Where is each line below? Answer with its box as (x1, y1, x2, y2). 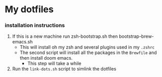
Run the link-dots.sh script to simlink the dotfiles (12, 66, 117, 72)
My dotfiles (5, 4, 54, 15)
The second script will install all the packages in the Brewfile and (19, 49, 157, 56)
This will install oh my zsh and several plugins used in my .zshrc (19, 44, 155, 50)
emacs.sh (12, 39, 33, 45)
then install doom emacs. (19, 55, 73, 61)
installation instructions (5, 22, 65, 29)
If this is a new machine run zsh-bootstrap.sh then (12, 33, 118, 39)
